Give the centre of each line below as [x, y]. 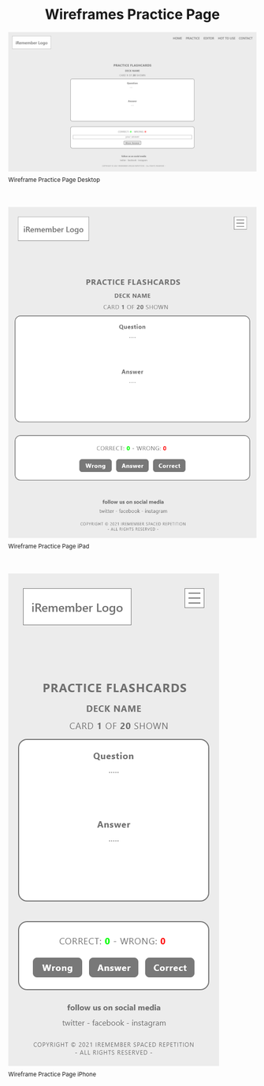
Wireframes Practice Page [132, 15]
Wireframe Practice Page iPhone [52, 1074]
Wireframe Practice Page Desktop [54, 180]
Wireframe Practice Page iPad [49, 547]
